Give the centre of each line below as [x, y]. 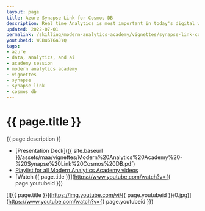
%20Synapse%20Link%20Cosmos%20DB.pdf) [75, 163]
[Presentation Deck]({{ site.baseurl [59, 150]
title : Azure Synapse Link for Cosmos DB [60, 18]
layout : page [23, 12]
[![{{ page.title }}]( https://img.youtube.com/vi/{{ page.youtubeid [87, 195]
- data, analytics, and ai [41, 57]
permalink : [20, 35]
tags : [13, 46]
